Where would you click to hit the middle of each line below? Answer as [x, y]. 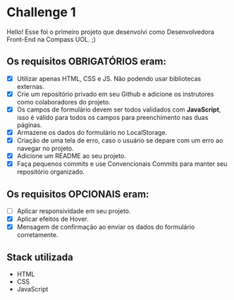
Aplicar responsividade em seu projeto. [74, 211]
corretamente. [37, 235]
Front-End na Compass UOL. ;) [51, 39]
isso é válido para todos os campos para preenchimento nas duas [112, 117]
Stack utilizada [40, 257]
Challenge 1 [41, 12]
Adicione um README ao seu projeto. [71, 156]
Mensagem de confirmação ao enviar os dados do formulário [106, 227]
